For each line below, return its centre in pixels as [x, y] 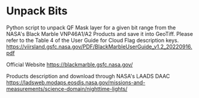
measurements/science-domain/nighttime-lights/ [67, 88]
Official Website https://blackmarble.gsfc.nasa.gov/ [70, 65]
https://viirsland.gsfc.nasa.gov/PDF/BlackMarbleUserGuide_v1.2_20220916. [99, 47]
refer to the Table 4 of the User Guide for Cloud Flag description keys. [93, 40]
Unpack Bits [37, 11]
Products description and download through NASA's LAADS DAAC [88, 76]
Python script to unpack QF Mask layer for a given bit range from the [91, 27]
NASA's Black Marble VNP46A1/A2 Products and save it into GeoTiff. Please [100, 33]
